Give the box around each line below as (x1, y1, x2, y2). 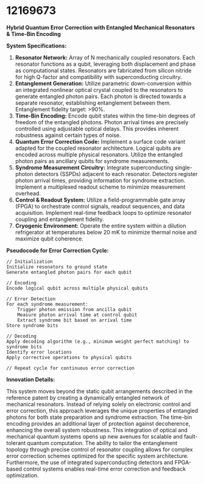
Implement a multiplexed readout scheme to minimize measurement (15, 183, 186, 191)
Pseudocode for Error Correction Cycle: (6, 247, 109, 254)
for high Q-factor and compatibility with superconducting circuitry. (15, 73, 182, 80)
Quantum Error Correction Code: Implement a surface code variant (15, 138, 186, 145)
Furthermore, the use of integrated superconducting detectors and (6, 458, 174, 466)
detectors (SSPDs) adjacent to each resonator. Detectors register (34, 170, 198, 177)
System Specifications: (6, 42, 67, 49)
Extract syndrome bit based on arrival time (17, 317, 132, 323)
